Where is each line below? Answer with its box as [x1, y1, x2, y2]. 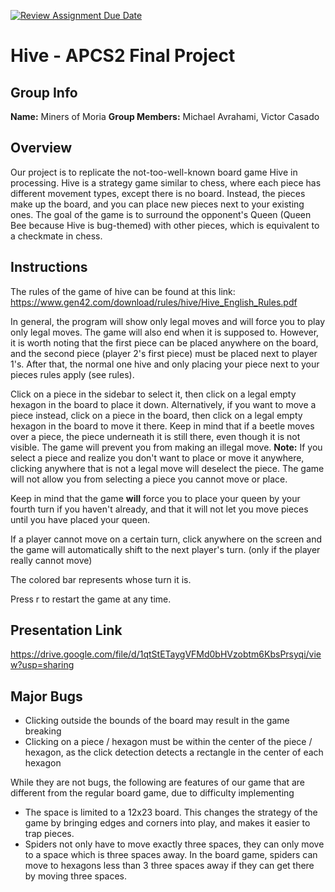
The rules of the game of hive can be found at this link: [10, 285, 236, 297]
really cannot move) [10, 554, 93, 566]
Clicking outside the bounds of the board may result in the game [24, 715, 290, 727]
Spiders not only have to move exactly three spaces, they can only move [24, 838, 325, 850]
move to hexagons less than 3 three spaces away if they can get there [24, 860, 315, 872]
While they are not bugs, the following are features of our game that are [10, 776, 305, 789]
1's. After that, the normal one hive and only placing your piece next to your [10, 358, 320, 370]
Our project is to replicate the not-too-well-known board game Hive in [10, 166, 298, 178]
